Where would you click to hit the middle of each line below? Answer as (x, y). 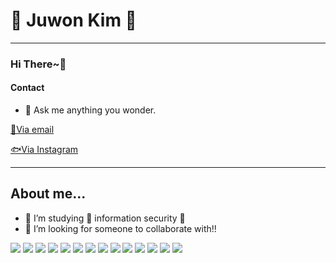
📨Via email (32, 130)
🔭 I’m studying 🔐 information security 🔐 (105, 218)
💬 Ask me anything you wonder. (90, 110)
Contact (27, 88)
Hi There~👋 (38, 64)
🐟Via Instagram (44, 150)
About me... (48, 194)
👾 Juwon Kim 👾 (73, 20)
